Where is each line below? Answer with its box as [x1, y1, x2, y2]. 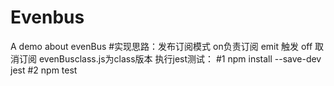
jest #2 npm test [10, 64, 78, 76]
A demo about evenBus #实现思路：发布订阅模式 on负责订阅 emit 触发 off [10, 40, 313, 52]
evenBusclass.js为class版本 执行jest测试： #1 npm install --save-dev [38, 52, 322, 65]
